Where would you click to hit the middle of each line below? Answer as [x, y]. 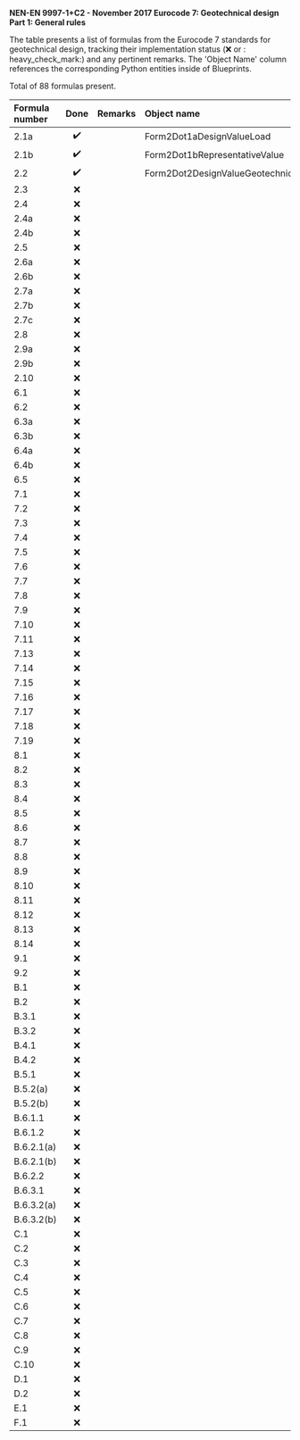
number [31, 119]
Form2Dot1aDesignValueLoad [208, 136]
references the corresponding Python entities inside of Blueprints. [130, 69]
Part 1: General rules [48, 22]
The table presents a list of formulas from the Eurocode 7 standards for [140, 40]
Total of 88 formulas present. [62, 86]
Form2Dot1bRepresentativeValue [214, 154]
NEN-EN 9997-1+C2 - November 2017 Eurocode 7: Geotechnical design [144, 13]
